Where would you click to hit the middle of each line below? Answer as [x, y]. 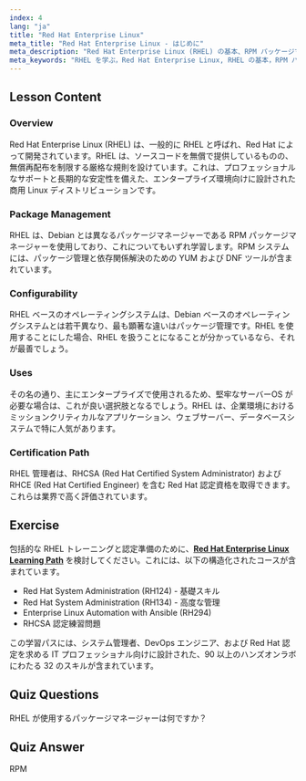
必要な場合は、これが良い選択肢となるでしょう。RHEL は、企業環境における [152, 405]
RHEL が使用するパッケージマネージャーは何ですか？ [108, 718]
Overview [31, 123]
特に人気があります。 [81, 428]
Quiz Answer [47, 747]
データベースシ [267, 417]
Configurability [44, 293]
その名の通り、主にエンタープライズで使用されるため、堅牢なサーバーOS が [151, 394]
